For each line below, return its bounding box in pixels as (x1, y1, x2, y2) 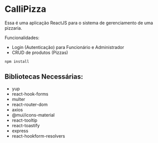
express (11, 128, 28, 134)
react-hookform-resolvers (11, 133, 65, 139)
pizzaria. (4, 25, 22, 31)
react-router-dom (11, 101, 48, 107)
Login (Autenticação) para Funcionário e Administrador (11, 44, 124, 50)
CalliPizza (4, 3, 47, 15)
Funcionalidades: (4, 35, 40, 41)
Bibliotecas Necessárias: (4, 73, 83, 81)
